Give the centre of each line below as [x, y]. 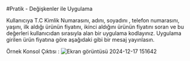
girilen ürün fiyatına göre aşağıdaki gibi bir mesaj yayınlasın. [81, 40]
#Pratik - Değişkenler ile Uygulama [49, 9]
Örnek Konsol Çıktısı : [33, 51]
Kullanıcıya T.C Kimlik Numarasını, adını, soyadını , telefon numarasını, [93, 20]
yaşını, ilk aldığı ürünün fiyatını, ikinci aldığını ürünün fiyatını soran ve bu [95, 27]
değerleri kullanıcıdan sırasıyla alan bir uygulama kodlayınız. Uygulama [94, 33]
